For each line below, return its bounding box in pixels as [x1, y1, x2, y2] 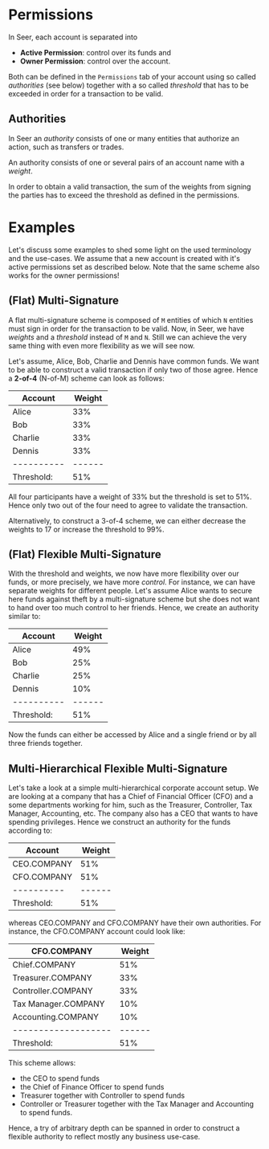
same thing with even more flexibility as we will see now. [8, 340, 195, 350]
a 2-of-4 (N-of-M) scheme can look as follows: [8, 373, 165, 383]
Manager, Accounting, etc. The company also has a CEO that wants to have [8, 809, 259, 818]
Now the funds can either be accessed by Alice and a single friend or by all [8, 730, 257, 740]
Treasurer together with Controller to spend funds [19, 1090, 185, 1101]
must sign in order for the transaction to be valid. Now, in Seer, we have [8, 324, 245, 333]
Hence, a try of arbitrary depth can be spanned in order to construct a [8, 1123, 240, 1133]
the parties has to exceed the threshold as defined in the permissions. [8, 190, 239, 200]
